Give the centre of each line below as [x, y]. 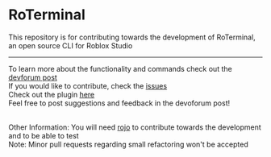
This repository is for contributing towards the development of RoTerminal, [132, 37]
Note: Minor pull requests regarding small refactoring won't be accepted [128, 144]
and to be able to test [44, 135]
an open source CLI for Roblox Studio [71, 45]
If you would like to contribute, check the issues [88, 85]
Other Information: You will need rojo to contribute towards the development [135, 127]
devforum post [33, 77]
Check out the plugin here [52, 94]
